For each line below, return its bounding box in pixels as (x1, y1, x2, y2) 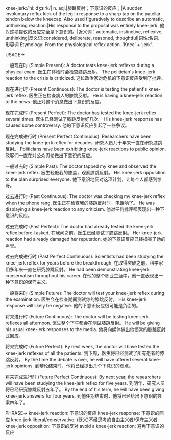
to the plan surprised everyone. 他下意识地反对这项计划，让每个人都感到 (5, 176, 157, 182)
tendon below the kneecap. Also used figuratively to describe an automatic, (5, 16, 164, 22)
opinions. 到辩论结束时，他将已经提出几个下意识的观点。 (14, 363, 134, 369)
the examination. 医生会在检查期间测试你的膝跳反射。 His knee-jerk (5, 296, 147, 302)
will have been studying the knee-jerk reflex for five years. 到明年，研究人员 (5, 380, 165, 386)
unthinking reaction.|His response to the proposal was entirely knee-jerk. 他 (5, 23, 165, 28)
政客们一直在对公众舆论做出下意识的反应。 (5, 152, 95, 158)
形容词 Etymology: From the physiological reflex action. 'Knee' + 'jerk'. (5, 41, 153, 48)
